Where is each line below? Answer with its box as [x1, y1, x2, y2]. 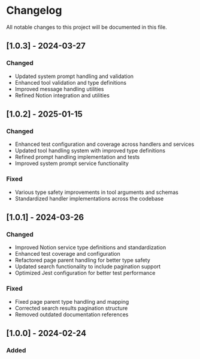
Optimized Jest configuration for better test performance [14, 270, 156, 277]
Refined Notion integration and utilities [14, 91, 110, 99]
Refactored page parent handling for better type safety [14, 256, 151, 264]
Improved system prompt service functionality [14, 160, 129, 167]
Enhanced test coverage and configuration [14, 250, 121, 258]
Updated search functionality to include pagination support [14, 263, 161, 270]
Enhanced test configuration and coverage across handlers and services [14, 140, 195, 148]
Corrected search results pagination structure [14, 304, 128, 312]
